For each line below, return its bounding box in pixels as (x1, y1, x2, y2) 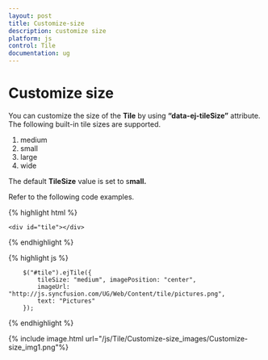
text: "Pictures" (37, 296, 95, 305)
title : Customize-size (8, 19, 85, 27)
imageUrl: (37, 283, 70, 291)
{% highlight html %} (8, 207, 78, 217)
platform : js (8, 34, 52, 43)
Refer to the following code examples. (8, 191, 135, 202)
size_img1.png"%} (8, 342, 69, 352)
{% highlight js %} (8, 253, 69, 262)
